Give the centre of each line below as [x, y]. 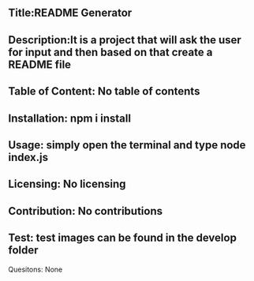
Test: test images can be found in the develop [122, 238]
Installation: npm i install [70, 118]
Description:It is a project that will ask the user [125, 40]
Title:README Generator [70, 13]
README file [40, 64]
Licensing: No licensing [67, 184]
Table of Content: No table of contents [104, 91]
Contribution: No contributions [86, 211]
